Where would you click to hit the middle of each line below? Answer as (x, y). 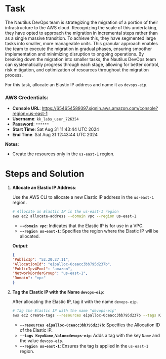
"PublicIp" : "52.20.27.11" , (41, 259)
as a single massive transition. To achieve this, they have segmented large (81, 38)
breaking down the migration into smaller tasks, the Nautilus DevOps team (81, 59)
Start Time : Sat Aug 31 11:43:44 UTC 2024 (56, 129)
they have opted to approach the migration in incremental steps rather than (82, 33)
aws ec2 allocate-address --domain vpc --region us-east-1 (74, 216)
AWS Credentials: (27, 97)
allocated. (30, 236)
